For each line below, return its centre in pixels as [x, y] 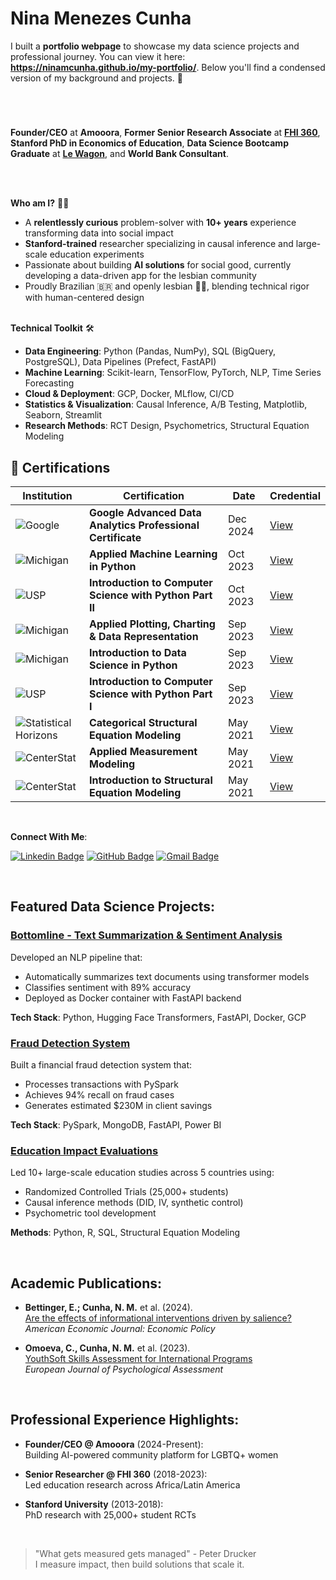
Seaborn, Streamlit [63, 415]
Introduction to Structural [150, 780]
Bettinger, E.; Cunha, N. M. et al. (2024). [108, 1308]
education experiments [97, 254]
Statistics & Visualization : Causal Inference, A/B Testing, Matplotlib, [166, 404]
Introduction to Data [137, 652]
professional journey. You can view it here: [98, 56]
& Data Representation [143, 636]
